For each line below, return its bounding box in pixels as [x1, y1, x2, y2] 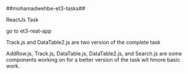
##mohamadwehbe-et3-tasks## [6, 5, 85, 12]
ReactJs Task [6, 16, 39, 23]
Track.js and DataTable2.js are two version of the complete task [6, 39, 161, 45]
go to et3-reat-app [6, 27, 52, 34]
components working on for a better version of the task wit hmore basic [6, 57, 181, 63]
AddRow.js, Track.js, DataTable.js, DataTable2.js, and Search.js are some [6, 50, 182, 57]
